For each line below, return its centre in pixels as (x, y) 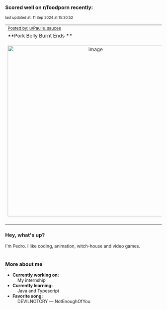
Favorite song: (28, 296)
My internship (31, 280)
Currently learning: (33, 285)
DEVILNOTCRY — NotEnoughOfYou (54, 301)
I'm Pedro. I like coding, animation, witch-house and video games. (73, 246)
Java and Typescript (38, 291)
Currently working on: (36, 275)
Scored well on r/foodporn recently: (49, 7)
